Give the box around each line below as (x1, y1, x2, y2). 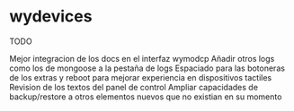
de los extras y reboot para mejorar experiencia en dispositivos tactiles (9, 72, 272, 82)
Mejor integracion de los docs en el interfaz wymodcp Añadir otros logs (9, 53, 275, 64)
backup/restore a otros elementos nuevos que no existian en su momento (9, 91, 282, 102)
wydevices (9, 6, 93, 27)
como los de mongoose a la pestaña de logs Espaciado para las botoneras (9, 63, 286, 73)
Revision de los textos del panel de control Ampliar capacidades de (9, 81, 259, 92)
